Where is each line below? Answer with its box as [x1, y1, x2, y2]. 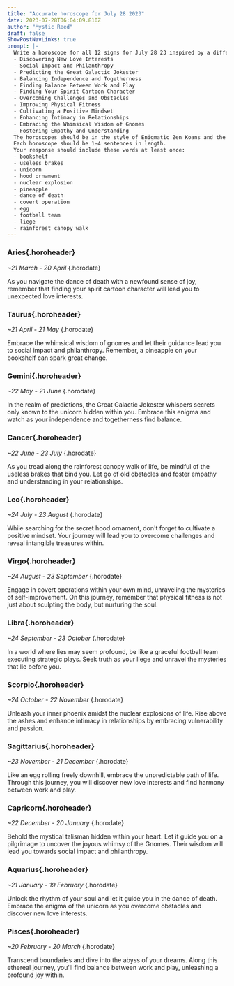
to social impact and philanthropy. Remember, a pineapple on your [7, 347, 197, 355]
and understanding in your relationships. [7, 477, 123, 486]
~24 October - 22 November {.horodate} [7, 695, 124, 704]
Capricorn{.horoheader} [7, 803, 92, 813]
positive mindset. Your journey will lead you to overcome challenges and [7, 531, 215, 539]
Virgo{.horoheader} [7, 556, 76, 566]
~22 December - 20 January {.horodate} [7, 819, 124, 827]
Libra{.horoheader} [7, 618, 75, 628]
